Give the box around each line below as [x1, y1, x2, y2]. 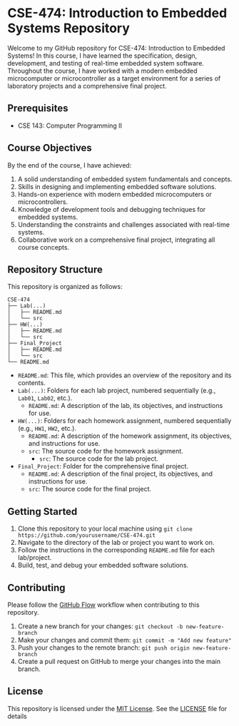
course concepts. [17, 242, 70, 251]
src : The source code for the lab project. [39, 454, 158, 463]
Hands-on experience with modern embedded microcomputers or [17, 190, 213, 198]
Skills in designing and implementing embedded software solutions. [17, 182, 217, 190]
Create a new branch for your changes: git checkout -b [17, 622, 183, 630]
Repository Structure [7, 263, 103, 275]
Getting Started [7, 505, 78, 518]
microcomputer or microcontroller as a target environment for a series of [7, 73, 221, 83]
